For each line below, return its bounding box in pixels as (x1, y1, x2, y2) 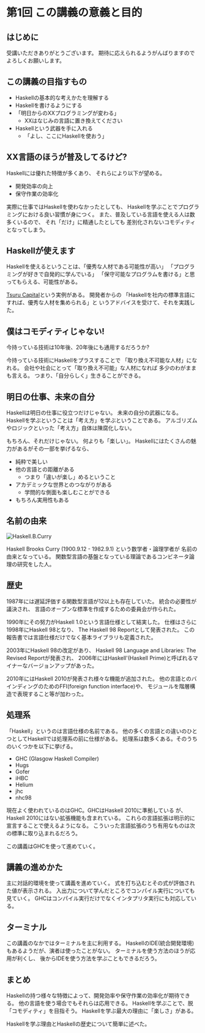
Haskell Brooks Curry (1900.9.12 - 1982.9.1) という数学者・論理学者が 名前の (6, 545, 198, 552)
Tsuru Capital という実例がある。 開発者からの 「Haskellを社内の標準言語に (6, 291, 195, 299)
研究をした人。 (17, 560, 55, 568)
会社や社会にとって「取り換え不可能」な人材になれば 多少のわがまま (23, 364, 197, 372)
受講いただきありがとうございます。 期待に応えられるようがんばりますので (6, 50, 195, 56)
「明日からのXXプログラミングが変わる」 (15, 109, 119, 116)
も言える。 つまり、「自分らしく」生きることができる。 (6, 372, 144, 380)
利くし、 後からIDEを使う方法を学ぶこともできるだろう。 (17, 955, 160, 962)
